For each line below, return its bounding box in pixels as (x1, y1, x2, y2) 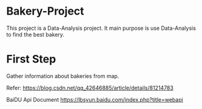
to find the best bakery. (6, 30, 65, 38)
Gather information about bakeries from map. (6, 72, 120, 80)
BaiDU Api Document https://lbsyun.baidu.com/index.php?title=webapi (6, 96, 183, 103)
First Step (6, 52, 56, 66)
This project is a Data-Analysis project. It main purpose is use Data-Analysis (6, 24, 196, 32)
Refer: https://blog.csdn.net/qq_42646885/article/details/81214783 (6, 84, 174, 91)
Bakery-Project (6, 4, 84, 18)
